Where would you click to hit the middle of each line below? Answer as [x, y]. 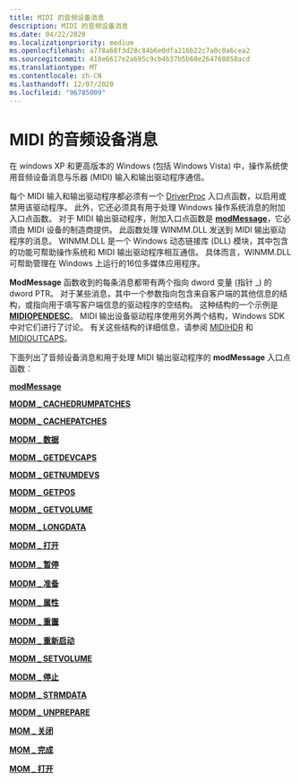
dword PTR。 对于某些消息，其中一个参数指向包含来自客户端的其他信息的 [145, 294]
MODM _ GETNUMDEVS [55, 475]
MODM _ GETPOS [43, 493]
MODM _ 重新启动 [42, 640]
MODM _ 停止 [34, 677]
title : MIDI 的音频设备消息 [57, 17]
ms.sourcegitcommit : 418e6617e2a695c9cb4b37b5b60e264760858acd [130, 59]
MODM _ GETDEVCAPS [53, 458]
